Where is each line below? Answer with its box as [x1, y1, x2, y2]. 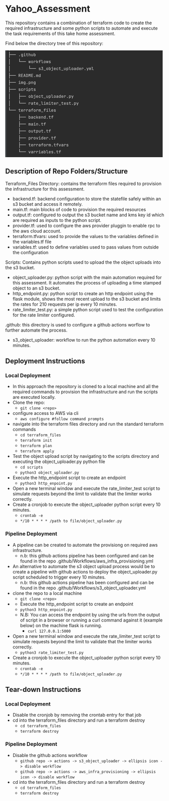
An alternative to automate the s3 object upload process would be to [12, 563, 155, 569]
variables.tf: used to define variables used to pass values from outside [12, 244, 159, 250]
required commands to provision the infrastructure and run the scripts [12, 389, 158, 395]
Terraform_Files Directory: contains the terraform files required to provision [5, 180, 161, 186]
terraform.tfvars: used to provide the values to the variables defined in [12, 233, 159, 239]
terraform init [20, 438, 52, 443]
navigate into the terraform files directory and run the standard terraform [12, 421, 164, 427]
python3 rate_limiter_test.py [20, 650, 84, 655]
